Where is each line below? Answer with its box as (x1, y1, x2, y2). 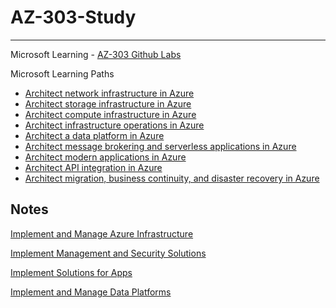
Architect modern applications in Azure (24, 151, 187, 163)
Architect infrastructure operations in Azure (24, 119, 205, 131)
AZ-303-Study (10, 6, 137, 29)
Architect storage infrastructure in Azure (24, 97, 192, 110)
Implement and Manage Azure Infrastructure (10, 227, 194, 240)
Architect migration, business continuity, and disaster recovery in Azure (24, 172, 320, 184)
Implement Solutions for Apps (10, 266, 133, 278)
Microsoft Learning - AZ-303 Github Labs (10, 48, 182, 60)
